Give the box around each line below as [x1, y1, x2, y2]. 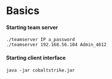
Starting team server [6, 23, 58, 30]
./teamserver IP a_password [6, 37, 75, 43]
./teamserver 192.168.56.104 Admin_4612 [6, 42, 107, 48]
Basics [6, 4, 40, 18]
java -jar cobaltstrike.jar [6, 67, 75, 73]
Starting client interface [6, 54, 66, 61]
